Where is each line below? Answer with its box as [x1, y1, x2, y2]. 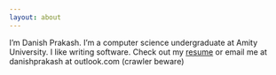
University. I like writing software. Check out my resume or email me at [9, 46, 268, 57]
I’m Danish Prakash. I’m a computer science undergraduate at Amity [9, 37, 258, 48]
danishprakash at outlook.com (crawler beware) [9, 56, 185, 66]
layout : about [9, 12, 62, 22]
